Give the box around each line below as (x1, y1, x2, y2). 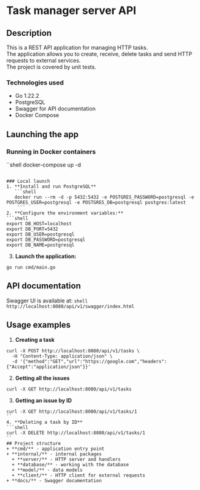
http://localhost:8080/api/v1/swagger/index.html (6, 303, 135, 310)
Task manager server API (6, 4, 137, 18)
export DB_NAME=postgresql (6, 242, 75, 248)
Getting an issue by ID (15, 396, 72, 404)
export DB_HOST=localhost (6, 220, 72, 226)
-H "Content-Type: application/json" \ (12, 353, 113, 359)
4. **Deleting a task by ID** (6, 419, 83, 425)
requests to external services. (6, 57, 81, 64)
